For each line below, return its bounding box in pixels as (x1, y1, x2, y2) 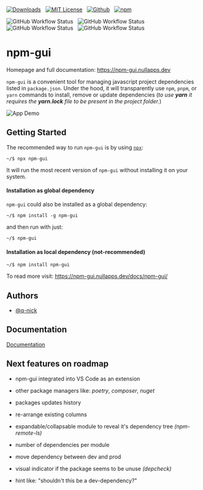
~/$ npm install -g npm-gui (6, 212, 79, 218)
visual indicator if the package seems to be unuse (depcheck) (15, 465, 172, 472)
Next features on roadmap (6, 358, 109, 369)
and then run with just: (6, 223, 63, 231)
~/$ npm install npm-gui (6, 262, 70, 268)
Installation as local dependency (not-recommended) (6, 248, 145, 255)
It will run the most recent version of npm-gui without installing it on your (6, 166, 188, 173)
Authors (6, 290, 39, 301)
